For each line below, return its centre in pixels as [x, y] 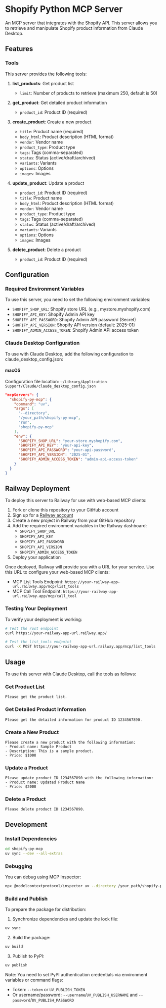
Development [26, 825]
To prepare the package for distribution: [46, 909]
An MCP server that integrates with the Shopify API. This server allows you [81, 23]
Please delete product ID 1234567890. [45, 809]
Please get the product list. [36, 697]
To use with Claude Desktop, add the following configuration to [69, 354]
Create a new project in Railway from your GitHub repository [74, 520]
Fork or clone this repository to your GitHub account [65, 510]
